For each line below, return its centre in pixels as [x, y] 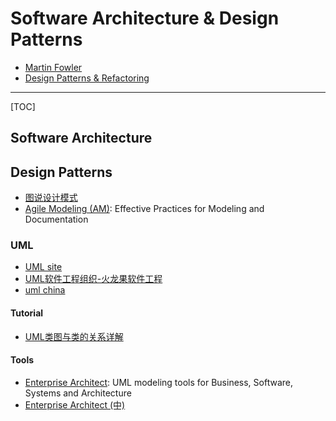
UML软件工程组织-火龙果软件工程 [93, 279]
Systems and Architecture [78, 393]
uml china [45, 290]
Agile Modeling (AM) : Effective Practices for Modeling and [144, 209]
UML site [43, 267]
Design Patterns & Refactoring [87, 78]
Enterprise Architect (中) [75, 404]
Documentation [56, 219]
